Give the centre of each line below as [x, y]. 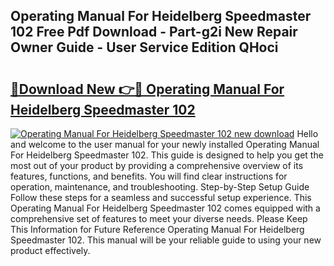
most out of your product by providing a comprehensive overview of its [157, 165]
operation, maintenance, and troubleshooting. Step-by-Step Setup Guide [160, 187]
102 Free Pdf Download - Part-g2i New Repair [154, 32]
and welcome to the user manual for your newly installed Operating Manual [165, 144]
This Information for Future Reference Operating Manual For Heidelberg [157, 229]
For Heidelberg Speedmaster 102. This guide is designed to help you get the [167, 155]
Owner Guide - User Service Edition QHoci [144, 47]
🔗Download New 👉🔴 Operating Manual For [147, 89]
